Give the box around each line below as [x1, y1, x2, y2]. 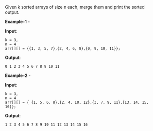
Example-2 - [5, 73, 31, 78]
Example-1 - [5, 19, 30, 24]
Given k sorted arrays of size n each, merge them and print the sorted [5, 4, 145, 10]
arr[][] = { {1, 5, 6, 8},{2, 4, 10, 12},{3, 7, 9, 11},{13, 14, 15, [5, 100, 149, 105]
